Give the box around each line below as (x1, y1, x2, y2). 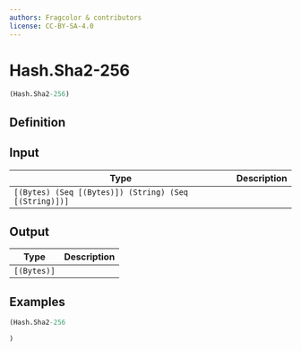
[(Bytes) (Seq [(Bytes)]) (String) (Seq (13, 187, 188, 197)
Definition (9, 114, 65, 130)
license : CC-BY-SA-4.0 (9, 22, 94, 31)
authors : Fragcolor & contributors (9, 13, 142, 22)
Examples (9, 294, 65, 310)
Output (9, 224, 49, 239)
